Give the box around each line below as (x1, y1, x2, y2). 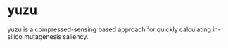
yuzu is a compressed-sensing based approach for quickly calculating (7, 25, 211, 33)
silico (7, 32, 23, 40)
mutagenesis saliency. (23, 32, 89, 40)
